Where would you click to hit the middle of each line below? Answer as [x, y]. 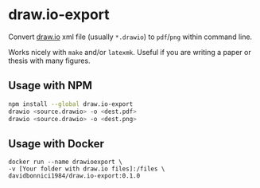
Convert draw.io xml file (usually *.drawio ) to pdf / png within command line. [130, 37]
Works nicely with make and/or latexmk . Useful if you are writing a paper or [130, 52]
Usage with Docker [56, 144]
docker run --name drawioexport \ [66, 162]
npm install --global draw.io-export [71, 104]
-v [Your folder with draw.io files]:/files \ [87, 169]
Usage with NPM [50, 86]
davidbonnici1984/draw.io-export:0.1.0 [74, 176]
